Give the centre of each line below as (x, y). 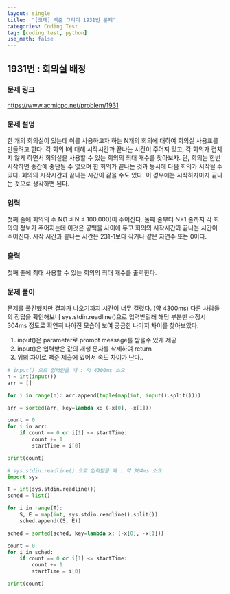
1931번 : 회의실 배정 (47, 68)
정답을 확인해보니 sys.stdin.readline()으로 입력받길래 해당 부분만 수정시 (110, 317)
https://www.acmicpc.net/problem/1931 (63, 105)
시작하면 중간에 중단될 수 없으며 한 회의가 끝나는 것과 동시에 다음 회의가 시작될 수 (115, 166)
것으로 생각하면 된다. (42, 184)
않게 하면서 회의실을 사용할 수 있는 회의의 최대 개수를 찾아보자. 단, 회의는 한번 (117, 158)
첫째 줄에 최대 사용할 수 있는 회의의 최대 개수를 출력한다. (82, 272)
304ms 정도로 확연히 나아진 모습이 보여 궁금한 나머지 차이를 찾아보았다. (103, 325)
